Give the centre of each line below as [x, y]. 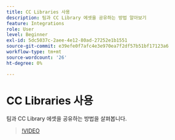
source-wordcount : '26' [37, 57]
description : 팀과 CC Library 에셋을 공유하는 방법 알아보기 [76, 18]
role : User [20, 29]
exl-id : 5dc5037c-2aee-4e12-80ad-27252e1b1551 [67, 40]
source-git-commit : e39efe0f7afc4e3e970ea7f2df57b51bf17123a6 [87, 46]
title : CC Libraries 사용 [38, 12]
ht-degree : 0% [25, 63]
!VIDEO [30, 131]
